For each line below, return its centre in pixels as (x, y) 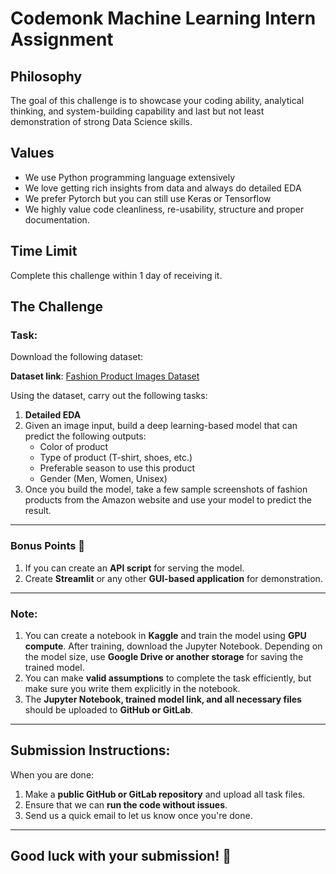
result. (38, 511)
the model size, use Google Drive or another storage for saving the (164, 656)
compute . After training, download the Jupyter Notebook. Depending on (173, 646)
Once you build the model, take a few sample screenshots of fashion (166, 489)
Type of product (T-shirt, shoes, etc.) (116, 458)
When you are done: (52, 774)
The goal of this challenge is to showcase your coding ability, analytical (157, 100)
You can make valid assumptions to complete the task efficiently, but (168, 678)
